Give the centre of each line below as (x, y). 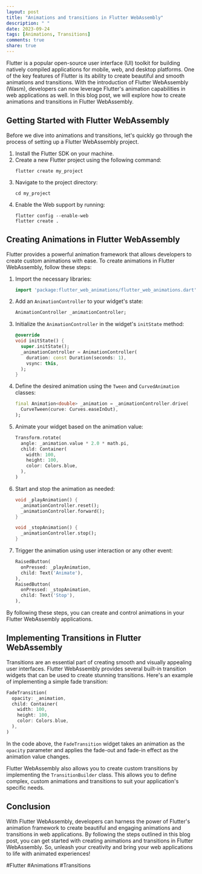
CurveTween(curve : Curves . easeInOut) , (70, 410)
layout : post (23, 12)
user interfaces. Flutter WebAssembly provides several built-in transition (96, 669)
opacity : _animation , (39, 698)
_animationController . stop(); (59, 533)
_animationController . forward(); (63, 511)
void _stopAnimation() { (46, 528)
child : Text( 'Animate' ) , (52, 573)
